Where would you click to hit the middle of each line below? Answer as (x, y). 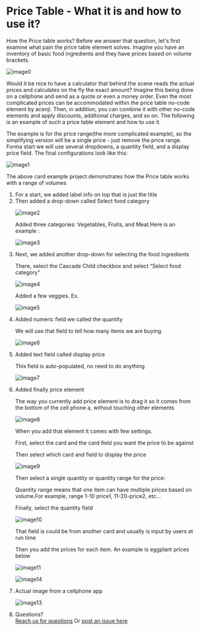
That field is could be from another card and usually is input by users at (104, 531)
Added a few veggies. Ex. (47, 296)
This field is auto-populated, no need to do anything (80, 366)
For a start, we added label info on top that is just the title (86, 194)
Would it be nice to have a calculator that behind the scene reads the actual (100, 83)
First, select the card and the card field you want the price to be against (104, 443)
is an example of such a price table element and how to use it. (84, 122)
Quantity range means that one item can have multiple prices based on (104, 489)
